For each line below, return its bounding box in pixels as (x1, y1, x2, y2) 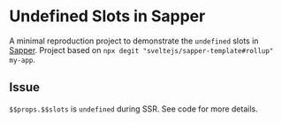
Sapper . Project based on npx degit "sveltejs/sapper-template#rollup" (9, 44, 274, 55)
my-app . (9, 54, 35, 65)
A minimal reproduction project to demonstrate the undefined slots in (9, 35, 259, 46)
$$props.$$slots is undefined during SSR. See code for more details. (9, 104, 258, 114)
